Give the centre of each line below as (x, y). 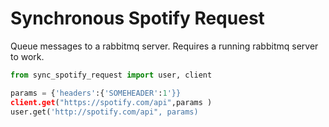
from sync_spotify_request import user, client (111, 75)
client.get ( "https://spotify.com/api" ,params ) (111, 102)
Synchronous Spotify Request (137, 18)
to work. (27, 56)
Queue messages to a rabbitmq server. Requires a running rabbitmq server (164, 46)
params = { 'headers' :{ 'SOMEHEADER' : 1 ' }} (96, 93)
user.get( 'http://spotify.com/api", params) (104, 112)
